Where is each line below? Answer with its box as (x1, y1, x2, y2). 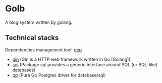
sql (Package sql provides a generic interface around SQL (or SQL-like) (12, 61, 158, 67)
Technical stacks (5, 34, 59, 42)
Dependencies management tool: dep (5, 46, 82, 52)
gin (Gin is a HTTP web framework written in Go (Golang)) (12, 56, 131, 62)
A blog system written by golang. (5, 19, 73, 25)
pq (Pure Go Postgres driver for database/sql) (12, 72, 106, 78)
